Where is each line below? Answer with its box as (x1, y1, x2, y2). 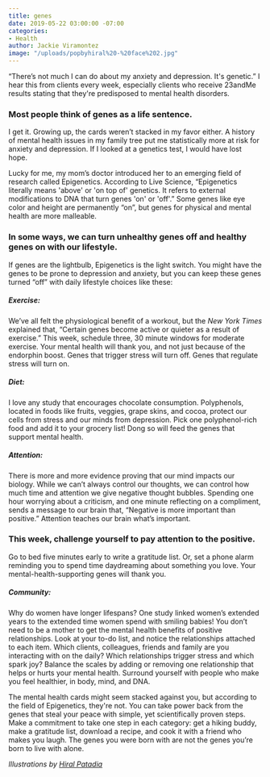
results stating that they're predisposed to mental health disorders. (8, 89, 230, 98)
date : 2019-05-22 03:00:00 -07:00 (8, 19, 125, 27)
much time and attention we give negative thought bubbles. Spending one (8, 487, 254, 497)
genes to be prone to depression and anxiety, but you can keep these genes (8, 268, 262, 278)
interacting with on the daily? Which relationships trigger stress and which (8, 650, 255, 660)
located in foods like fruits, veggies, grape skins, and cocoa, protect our (8, 406, 247, 416)
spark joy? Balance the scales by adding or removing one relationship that (8, 659, 254, 669)
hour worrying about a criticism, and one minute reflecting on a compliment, (8, 496, 261, 506)
